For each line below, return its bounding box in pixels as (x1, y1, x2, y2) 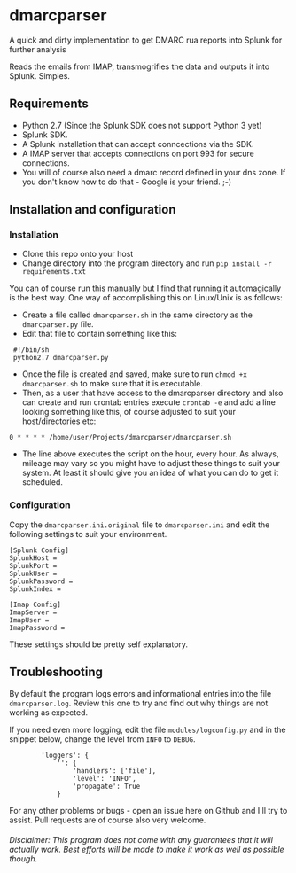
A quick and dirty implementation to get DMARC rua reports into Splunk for (9, 35, 283, 45)
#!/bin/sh (12, 346, 50, 355)
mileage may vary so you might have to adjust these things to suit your (21, 458, 281, 469)
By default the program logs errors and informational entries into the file (9, 688, 272, 698)
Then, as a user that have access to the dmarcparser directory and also (21, 387, 284, 399)
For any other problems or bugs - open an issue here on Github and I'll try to (9, 805, 288, 815)
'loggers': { (41, 751, 90, 760)
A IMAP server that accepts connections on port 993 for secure (21, 148, 254, 159)
